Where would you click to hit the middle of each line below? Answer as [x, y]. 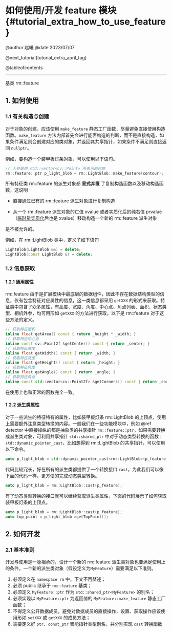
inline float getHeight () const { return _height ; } [63, 363]
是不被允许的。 [21, 229]
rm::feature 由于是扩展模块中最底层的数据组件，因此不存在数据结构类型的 [83, 294]
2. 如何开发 [23, 534]
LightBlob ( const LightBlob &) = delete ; [49, 255]
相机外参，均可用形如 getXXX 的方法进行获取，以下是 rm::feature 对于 [87, 313]
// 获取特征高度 [20, 358]
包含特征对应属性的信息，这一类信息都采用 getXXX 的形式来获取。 [92, 301]
